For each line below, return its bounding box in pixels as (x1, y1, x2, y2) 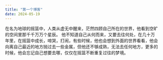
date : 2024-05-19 (5, 12, 40, 16)
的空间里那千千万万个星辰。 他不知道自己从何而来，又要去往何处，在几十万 (5, 31, 155, 37)
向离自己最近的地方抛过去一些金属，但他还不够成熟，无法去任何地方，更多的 (5, 44, 158, 49)
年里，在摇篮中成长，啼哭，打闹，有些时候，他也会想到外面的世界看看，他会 (5, 37, 158, 44)
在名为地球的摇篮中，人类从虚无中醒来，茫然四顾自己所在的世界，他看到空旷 (5, 25, 158, 31)
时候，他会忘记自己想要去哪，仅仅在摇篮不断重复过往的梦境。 (5, 49, 129, 56)
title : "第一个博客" (5, 7, 43, 12)
